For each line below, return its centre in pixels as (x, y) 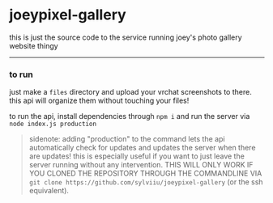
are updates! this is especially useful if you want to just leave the (137, 156)
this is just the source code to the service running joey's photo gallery (126, 37)
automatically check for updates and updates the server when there (142, 148)
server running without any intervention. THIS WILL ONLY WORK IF (141, 165)
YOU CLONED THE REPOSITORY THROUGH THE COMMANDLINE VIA (145, 173)
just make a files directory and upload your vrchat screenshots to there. (130, 92)
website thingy (34, 45)
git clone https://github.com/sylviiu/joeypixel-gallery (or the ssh (146, 182)
